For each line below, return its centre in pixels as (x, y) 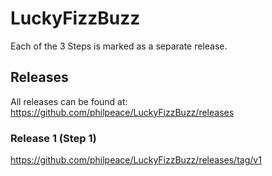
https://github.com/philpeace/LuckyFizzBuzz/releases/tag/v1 (136, 160)
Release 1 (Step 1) (53, 138)
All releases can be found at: (69, 101)
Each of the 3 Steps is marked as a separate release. (119, 46)
